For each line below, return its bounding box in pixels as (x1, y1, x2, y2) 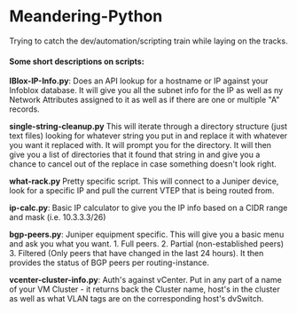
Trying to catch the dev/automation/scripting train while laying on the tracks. (9, 35, 288, 46)
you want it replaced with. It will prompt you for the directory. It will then (9, 140, 272, 151)
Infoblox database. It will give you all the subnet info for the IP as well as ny (9, 85, 284, 96)
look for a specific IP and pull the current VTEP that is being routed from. (9, 185, 275, 196)
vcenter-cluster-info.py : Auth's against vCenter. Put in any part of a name (9, 275, 282, 286)
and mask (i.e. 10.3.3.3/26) (9, 212, 106, 223)
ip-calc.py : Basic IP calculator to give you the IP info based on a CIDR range (9, 202, 288, 214)
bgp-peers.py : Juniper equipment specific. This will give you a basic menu (9, 229, 285, 240)
